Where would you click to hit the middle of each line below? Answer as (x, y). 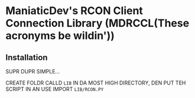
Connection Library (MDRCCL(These (97, 23)
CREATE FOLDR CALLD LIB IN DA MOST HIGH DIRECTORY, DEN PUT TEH (96, 83)
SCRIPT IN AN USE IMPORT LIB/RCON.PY (55, 89)
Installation (27, 57)
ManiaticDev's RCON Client (74, 11)
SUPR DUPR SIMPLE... (33, 71)
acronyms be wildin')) (60, 36)
